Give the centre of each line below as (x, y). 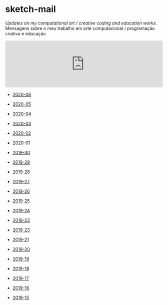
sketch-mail (30, 9)
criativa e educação (25, 33)
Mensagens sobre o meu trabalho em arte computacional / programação (80, 28)
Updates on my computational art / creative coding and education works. (81, 23)
